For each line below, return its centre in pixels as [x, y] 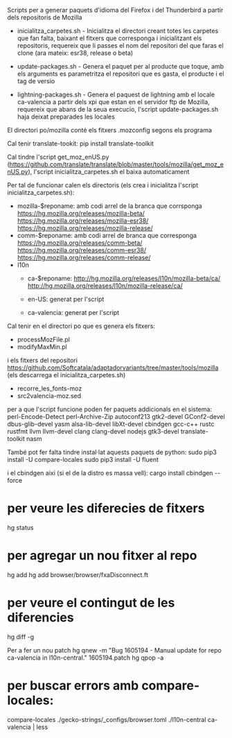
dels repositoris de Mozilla [45, 17]
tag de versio [36, 81]
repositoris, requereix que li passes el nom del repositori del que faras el [120, 45]
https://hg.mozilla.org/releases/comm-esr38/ [82, 250]
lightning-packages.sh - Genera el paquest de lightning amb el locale [116, 94]
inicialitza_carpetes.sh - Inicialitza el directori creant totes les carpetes [118, 31]
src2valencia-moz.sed [49, 396]
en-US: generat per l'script [66, 299]
